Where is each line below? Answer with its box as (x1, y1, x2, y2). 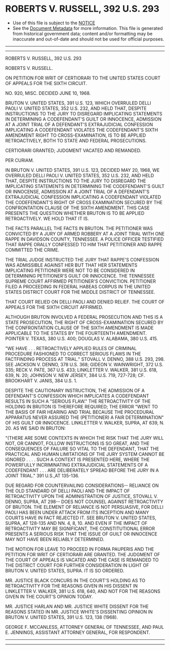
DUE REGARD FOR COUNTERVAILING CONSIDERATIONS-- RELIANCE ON (5, 482, 159, 488)
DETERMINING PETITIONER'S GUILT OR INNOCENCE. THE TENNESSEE (5, 273, 155, 279)
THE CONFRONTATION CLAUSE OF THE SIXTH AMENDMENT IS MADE (5, 325, 154, 331)
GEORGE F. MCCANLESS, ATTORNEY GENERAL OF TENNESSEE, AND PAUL (5, 624, 164, 630)
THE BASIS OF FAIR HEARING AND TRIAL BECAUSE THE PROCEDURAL (5, 409, 155, 415)
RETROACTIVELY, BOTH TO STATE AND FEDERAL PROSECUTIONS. (5, 137, 147, 143)
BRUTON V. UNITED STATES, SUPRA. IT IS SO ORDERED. (5, 567, 124, 573)
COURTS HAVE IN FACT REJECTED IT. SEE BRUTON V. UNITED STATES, (5, 515, 157, 521)
